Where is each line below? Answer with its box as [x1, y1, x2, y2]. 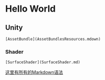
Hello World [5, 3, 56, 15]
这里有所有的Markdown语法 [5, 69, 63, 75]
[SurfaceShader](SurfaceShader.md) [5, 60, 81, 65]
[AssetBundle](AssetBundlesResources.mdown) [5, 36, 101, 42]
